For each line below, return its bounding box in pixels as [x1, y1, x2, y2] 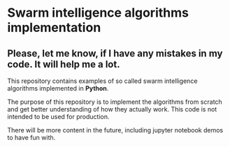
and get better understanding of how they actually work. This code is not [7, 105, 217, 113]
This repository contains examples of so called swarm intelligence [7, 77, 198, 85]
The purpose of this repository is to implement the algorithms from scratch [7, 98, 222, 106]
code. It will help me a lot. [7, 58, 120, 70]
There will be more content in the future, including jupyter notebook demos [7, 126, 224, 134]
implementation [7, 20, 101, 36]
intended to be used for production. [7, 113, 110, 121]
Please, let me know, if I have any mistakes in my [7, 47, 223, 59]
